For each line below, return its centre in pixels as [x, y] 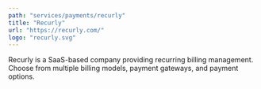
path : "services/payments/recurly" [67, 15]
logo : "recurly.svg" [42, 37]
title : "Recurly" [37, 23]
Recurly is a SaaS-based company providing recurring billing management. [131, 60]
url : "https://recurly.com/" [56, 30]
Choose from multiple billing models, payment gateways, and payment [123, 69]
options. [22, 76]
